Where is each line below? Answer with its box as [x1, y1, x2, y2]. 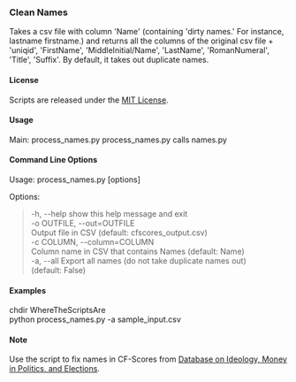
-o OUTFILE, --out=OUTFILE [30, 218, 135, 228]
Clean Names [9, 6, 68, 19]
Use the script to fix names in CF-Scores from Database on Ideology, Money [9, 354, 287, 364]
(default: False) [30, 264, 87, 275]
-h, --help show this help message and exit [30, 208, 188, 218]
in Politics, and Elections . [9, 363, 100, 374]
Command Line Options [9, 155, 98, 165]
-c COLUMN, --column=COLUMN [30, 236, 155, 247]
